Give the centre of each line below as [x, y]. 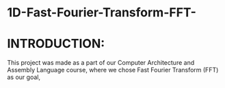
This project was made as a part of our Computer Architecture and [101, 63]
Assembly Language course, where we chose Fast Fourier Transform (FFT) [113, 70]
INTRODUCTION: [56, 44]
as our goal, [24, 77]
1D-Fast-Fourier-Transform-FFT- [102, 13]
